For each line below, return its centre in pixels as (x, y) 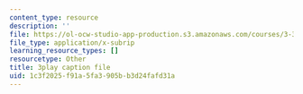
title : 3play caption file (60, 68)
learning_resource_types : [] (64, 51)
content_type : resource (54, 17)
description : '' (40, 26)
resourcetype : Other (48, 59)
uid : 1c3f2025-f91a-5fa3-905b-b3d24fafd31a (92, 76)
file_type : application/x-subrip (72, 43)
